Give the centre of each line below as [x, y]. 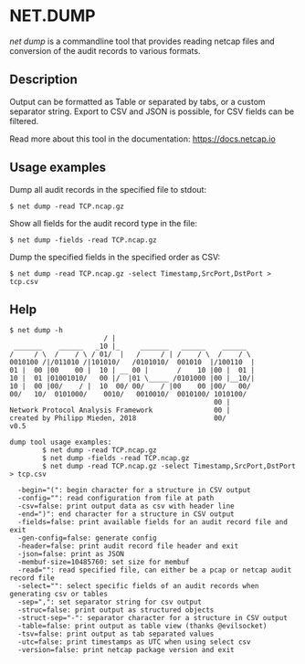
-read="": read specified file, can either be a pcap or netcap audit [155, 570]
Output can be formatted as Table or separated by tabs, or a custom [138, 101]
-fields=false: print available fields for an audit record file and [152, 522]
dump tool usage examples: [61, 443]
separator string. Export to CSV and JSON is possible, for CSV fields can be [152, 111]
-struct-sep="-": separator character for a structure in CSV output [152, 618]
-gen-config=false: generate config [87, 538]
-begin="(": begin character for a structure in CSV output [134, 490]
